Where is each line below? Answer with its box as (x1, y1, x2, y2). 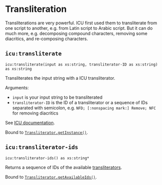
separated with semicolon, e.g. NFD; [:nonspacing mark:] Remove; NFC (12, 105, 156, 111)
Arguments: (5, 84, 29, 90)
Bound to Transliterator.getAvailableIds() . (5, 174, 97, 180)
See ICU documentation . (5, 120, 55, 125)
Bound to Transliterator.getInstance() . (5, 129, 88, 135)
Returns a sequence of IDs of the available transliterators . (5, 164, 122, 170)
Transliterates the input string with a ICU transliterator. (5, 75, 115, 81)
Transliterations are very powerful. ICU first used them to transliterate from (5, 20, 157, 26)
